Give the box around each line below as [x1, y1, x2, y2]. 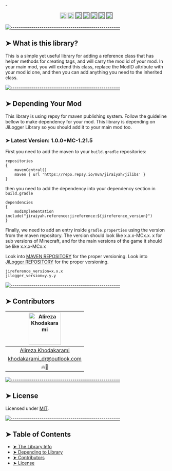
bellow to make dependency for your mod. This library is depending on [5, 118, 156, 124]
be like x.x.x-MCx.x [5, 243, 46, 249]
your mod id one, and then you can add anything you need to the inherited [5, 69, 163, 75]
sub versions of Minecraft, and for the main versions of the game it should [5, 238, 162, 244]
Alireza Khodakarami [20, 347, 70, 354]
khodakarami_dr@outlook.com [8, 355, 82, 362]
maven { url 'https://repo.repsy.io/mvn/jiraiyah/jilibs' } [14, 172, 146, 177]
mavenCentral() [14, 167, 47, 172]
